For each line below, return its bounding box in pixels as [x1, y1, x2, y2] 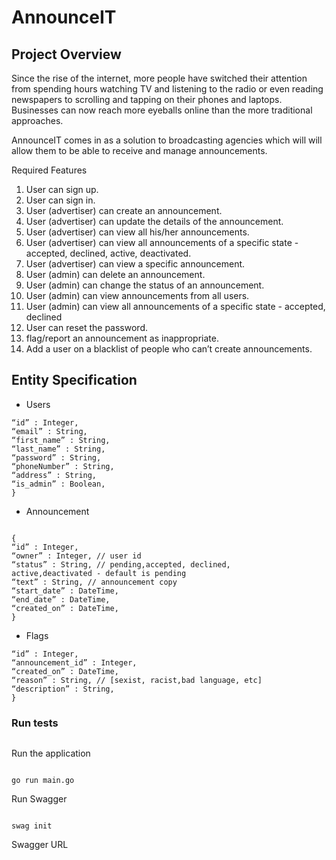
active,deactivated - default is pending [11, 568, 187, 578]
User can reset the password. [25, 322, 148, 333]
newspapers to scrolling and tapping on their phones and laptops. [11, 94, 283, 105]
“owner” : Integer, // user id [11, 551, 142, 561]
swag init [11, 821, 53, 831]
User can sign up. [25, 184, 99, 195]
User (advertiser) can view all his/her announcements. [25, 226, 250, 238]
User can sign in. [25, 194, 96, 206]
